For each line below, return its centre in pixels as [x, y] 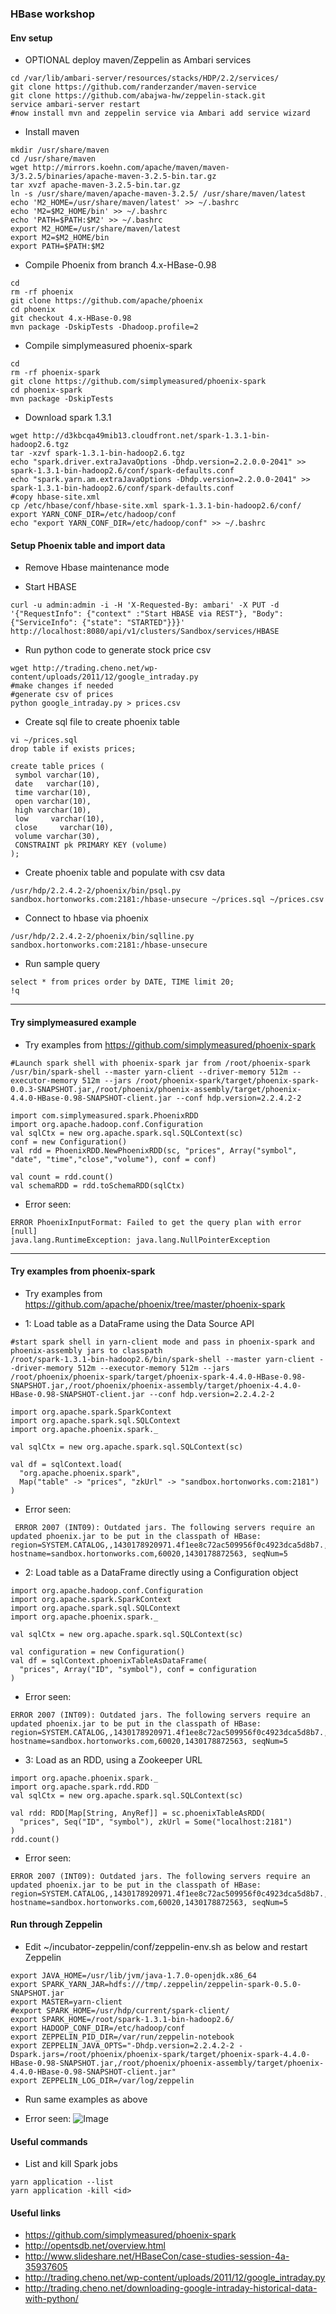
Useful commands [49, 2141]
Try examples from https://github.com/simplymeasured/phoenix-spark [170, 1044]
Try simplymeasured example [73, 1022]
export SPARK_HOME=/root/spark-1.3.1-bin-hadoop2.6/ [122, 2019]
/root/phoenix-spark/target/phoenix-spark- [227, 1080]
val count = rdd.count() [62, 1177]
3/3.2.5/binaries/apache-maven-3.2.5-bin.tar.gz [113, 177]
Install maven [52, 132]
